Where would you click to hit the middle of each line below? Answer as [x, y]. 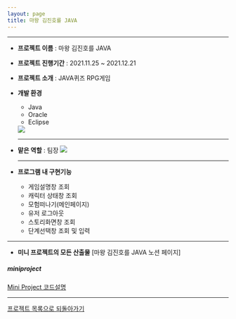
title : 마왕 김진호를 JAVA [42, 20]
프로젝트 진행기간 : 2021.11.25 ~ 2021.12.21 [77, 63]
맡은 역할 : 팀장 [38, 150]
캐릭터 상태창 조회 [52, 195]
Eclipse [38, 122]
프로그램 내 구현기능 [45, 171]
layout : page [26, 14]
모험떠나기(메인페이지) [59, 204]
